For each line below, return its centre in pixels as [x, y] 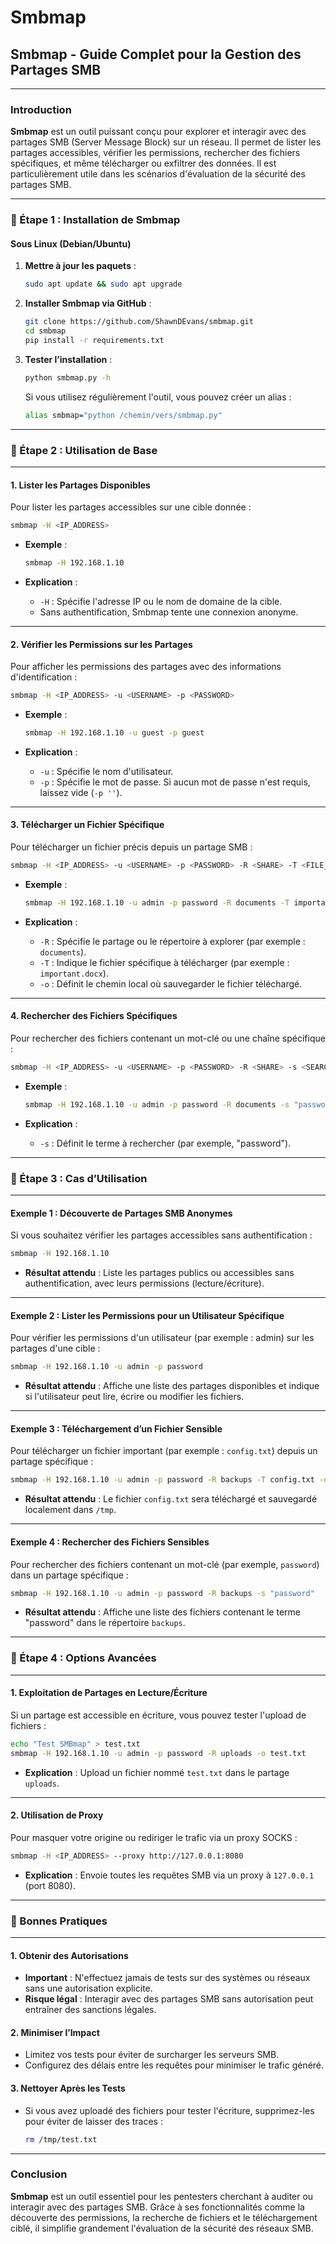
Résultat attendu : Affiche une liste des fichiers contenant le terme [162, 1612]
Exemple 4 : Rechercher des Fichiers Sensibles [110, 1542]
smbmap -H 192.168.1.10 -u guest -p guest [114, 733]
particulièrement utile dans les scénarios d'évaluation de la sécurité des [158, 174]
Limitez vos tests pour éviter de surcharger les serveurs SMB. [152, 2055]
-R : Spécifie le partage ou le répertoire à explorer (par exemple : [172, 941]
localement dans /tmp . [70, 1510]
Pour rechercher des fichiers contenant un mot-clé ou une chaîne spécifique [168, 1038]
